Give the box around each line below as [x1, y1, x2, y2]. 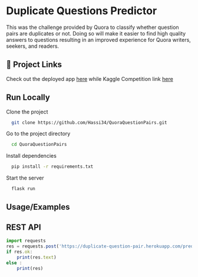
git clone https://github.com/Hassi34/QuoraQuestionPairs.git [11, 119, 167, 125]
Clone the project [6, 108, 48, 115]
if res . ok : [6, 249, 33, 255]
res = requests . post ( [6, 243, 60, 249]
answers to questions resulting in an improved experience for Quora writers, [6, 36, 192, 43]
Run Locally [6, 93, 50, 103]
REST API [6, 222, 41, 232]
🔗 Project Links [6, 60, 62, 70]
